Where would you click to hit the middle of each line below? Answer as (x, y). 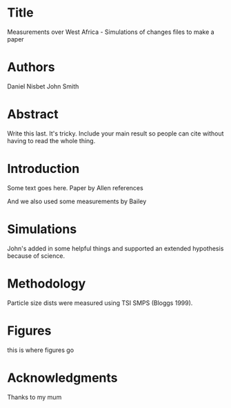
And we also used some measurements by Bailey (77, 201)
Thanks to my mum (34, 397)
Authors (31, 67)
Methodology (47, 283)
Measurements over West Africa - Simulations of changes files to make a (111, 32)
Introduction (43, 169)
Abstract (33, 114)
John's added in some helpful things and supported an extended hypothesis (115, 248)
